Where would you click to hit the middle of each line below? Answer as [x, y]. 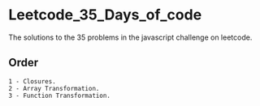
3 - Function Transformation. [60, 95]
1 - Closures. [32, 81]
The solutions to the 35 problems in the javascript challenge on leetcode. [130, 37]
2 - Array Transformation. [54, 88]
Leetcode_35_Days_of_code [105, 15]
